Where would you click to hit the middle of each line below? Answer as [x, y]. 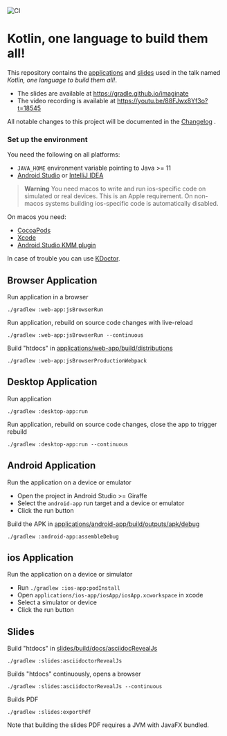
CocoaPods [34, 230]
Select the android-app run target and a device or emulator [101, 503]
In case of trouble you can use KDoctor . [64, 259]
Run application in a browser [48, 297]
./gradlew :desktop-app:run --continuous [68, 444]
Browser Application [52, 280]
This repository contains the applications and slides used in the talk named [114, 72]
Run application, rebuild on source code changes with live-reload [100, 323]
